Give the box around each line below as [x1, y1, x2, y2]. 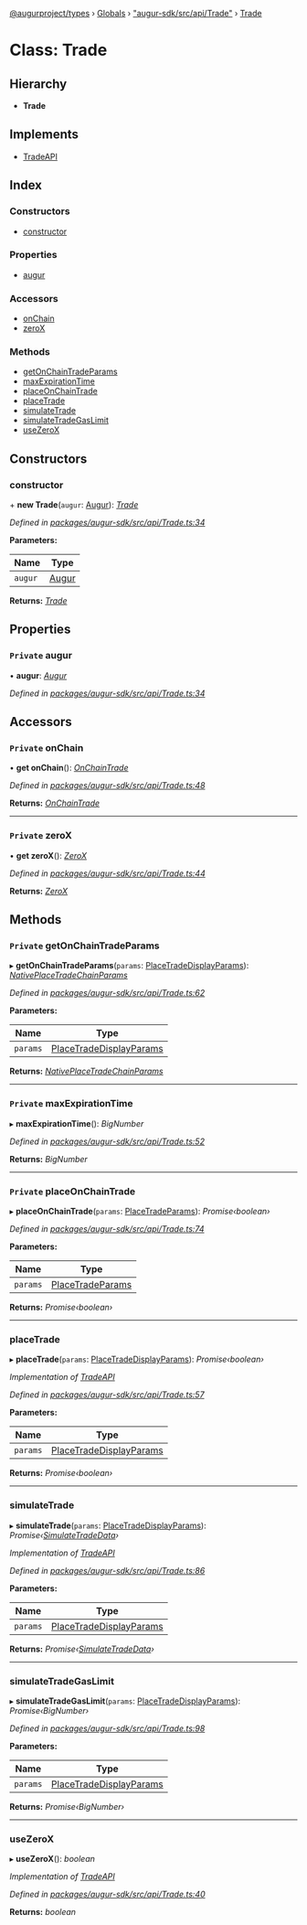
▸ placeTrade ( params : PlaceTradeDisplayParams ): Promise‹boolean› [9, 1353, 265, 1365]
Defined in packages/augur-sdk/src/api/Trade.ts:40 [9, 1888, 206, 1900]
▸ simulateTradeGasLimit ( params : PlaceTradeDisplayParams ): [9, 1695, 241, 1706]
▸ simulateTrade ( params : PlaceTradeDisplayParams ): [9, 1520, 207, 1531]
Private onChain [9, 742, 84, 754]
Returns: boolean [9, 1907, 76, 1918]
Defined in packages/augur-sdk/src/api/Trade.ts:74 [9, 1224, 205, 1235]
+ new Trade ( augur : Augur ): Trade [9, 499, 139, 510]
